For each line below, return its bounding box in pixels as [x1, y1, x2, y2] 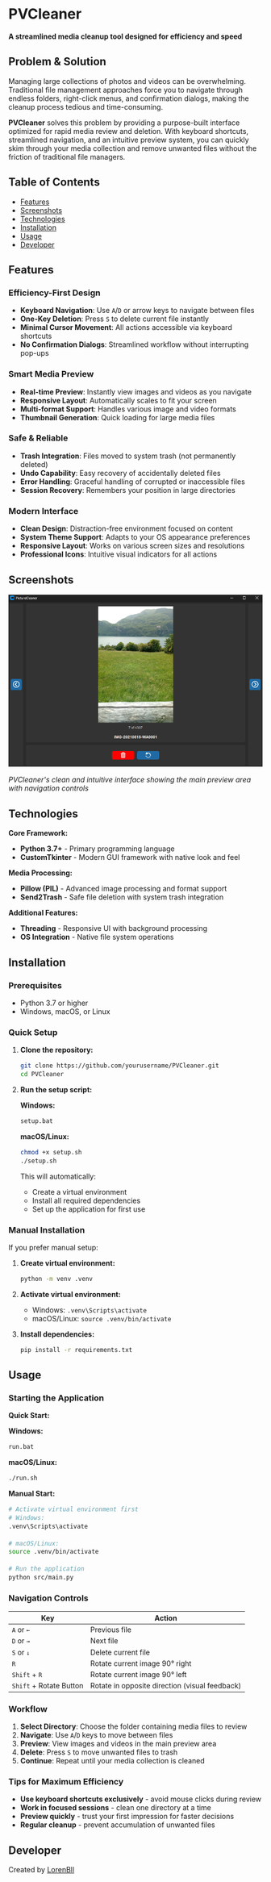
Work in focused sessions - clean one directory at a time [19, 1803, 212, 1813]
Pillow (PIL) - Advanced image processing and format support [19, 884, 227, 894]
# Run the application [8, 1565, 85, 1573]
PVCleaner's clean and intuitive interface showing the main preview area [8, 775, 252, 785]
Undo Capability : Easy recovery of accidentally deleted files [19, 468, 221, 478]
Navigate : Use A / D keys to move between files [19, 1730, 173, 1740]
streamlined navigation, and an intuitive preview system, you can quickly [8, 135, 249, 144]
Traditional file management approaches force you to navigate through [8, 85, 244, 94]
